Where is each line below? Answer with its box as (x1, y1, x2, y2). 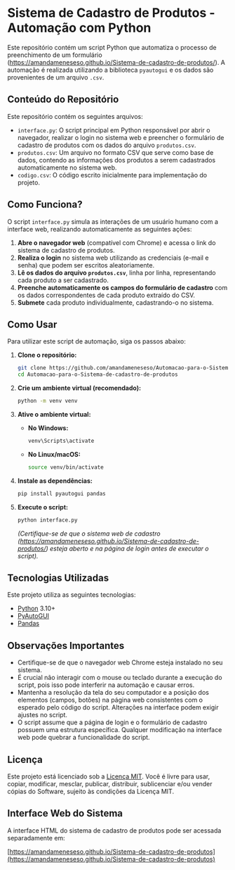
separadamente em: (7, 833, 65, 842)
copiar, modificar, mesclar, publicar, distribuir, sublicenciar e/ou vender (7, 779, 213, 788)
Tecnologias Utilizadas (7, 572, 109, 584)
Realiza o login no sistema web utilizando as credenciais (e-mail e (17, 253, 209, 262)
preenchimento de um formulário (7, 51, 103, 59)
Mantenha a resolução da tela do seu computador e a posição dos (17, 688, 209, 697)
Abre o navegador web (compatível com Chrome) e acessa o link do (17, 238, 216, 247)
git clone (17, 365, 47, 372)
